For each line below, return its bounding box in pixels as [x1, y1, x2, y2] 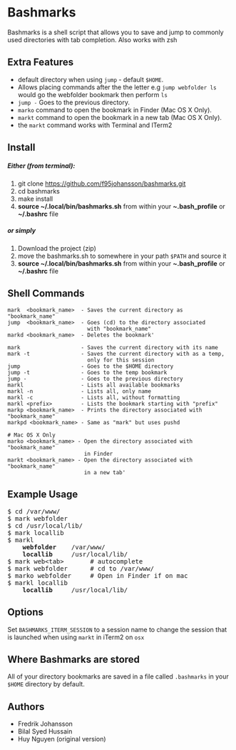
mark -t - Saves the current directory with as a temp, [7, 350, 225, 357]
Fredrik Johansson [17, 719, 73, 729]
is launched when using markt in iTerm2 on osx [7, 633, 145, 641]
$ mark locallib [7, 529, 64, 536]
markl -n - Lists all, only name [7, 387, 152, 395]
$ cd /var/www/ [7, 507, 61, 515]
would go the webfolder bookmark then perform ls [17, 90, 168, 99]
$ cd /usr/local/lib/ [7, 521, 83, 529]
